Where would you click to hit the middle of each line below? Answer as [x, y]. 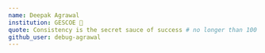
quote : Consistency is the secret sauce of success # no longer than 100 [133, 30]
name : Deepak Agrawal [44, 15]
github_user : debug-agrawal [55, 37]
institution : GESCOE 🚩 [46, 23]
